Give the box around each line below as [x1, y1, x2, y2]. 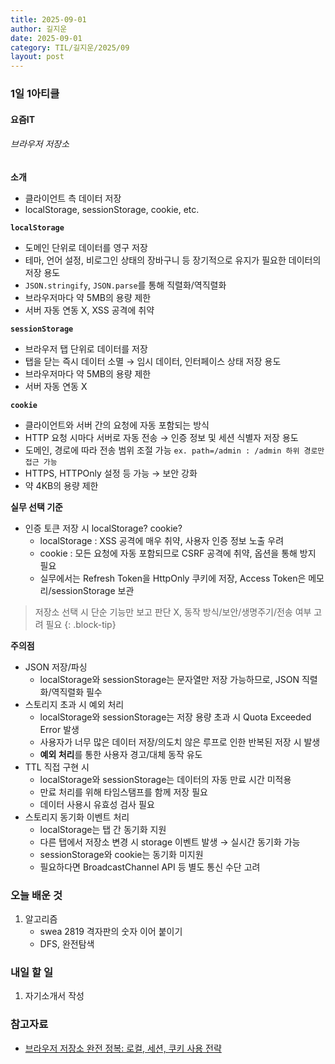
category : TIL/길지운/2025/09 [10, 42, 130, 53]
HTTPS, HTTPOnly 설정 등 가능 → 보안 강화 [24, 467, 198, 479]
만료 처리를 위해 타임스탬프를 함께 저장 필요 [39, 786, 208, 798]
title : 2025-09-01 [10, 14, 87, 25]
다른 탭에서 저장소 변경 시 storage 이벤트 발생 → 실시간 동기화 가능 [39, 836, 301, 848]
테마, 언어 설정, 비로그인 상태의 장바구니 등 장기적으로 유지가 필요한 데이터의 [24, 254, 322, 266]
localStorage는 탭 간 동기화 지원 [39, 823, 167, 835]
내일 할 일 [10, 966, 53, 980]
